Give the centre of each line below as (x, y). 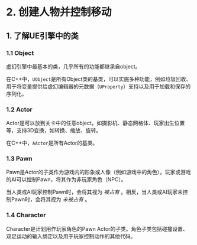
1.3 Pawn (19, 159)
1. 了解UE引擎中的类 (42, 36)
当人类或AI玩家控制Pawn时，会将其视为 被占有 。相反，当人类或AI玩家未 (95, 192)
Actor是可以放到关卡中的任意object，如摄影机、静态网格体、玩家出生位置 (96, 123)
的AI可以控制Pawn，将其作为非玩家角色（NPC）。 (66, 179)
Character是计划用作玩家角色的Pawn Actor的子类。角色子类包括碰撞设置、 (97, 228)
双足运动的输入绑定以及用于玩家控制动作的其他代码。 (71, 236)
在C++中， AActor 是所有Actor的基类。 (52, 143)
